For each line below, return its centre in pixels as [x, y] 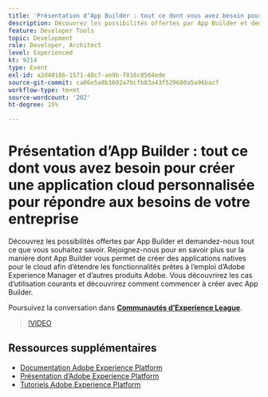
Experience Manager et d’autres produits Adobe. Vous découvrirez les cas [130, 276]
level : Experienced [41, 53]
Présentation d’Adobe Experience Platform [89, 375]
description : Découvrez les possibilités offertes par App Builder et [128, 23]
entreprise [43, 219]
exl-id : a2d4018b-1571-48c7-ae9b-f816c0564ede [87, 75]
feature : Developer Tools [51, 30]
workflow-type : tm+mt [44, 90]
